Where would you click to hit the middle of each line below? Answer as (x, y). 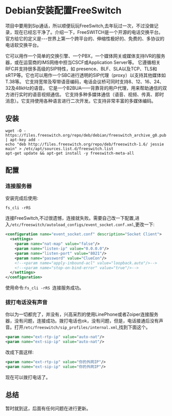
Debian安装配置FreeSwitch (63, 11)
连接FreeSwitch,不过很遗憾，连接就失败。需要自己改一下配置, (70, 218)
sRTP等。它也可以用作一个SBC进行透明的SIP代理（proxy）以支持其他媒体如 (85, 75)
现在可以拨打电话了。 (28, 377)
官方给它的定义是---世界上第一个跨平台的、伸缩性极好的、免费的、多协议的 (85, 39)
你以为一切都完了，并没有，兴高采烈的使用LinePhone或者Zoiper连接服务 (82, 314)
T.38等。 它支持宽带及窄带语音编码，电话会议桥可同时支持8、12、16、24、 (85, 81)
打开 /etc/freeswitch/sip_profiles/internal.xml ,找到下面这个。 (82, 327)
